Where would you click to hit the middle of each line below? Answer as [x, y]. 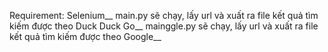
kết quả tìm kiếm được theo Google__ [85, 36]
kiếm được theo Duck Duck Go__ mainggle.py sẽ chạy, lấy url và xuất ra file [164, 26]
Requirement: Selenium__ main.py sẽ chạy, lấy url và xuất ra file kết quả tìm [164, 15]
